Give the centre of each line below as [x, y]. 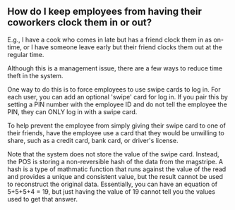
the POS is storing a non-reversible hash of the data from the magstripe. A [115, 161]
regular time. [26, 54]
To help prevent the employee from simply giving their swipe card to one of [116, 125]
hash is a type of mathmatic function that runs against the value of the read [117, 169]
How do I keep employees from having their [105, 12]
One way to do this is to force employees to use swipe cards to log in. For [114, 89]
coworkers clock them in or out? [80, 23]
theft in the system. [35, 75]
